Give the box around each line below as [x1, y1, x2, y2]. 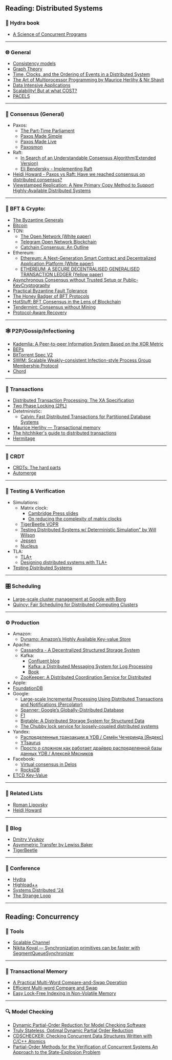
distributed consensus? [12, 177, 62, 183]
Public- [122, 277, 138, 283]
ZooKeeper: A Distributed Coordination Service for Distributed [20, 674, 152, 680]
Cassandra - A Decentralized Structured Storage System [20, 647, 140, 653]
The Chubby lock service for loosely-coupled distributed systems [20, 723, 159, 730]
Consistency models [12, 60, 56, 66]
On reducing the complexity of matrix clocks [28, 515, 122, 522]
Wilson [20, 532, 35, 538]
